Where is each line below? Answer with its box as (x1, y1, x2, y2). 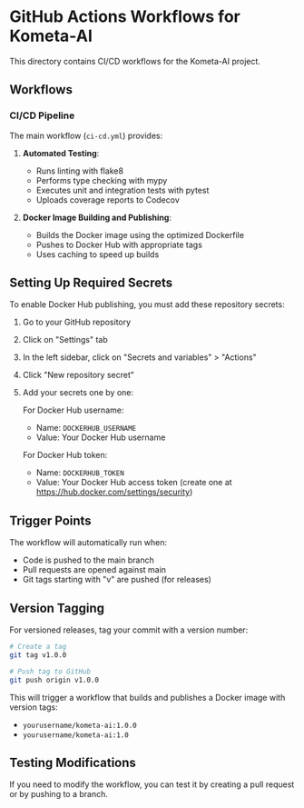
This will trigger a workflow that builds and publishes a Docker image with (9, 692, 286, 703)
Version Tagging (9, 600, 105, 615)
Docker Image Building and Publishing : (22, 212, 172, 223)
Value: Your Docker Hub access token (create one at (35, 477, 233, 488)
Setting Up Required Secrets (9, 275, 173, 291)
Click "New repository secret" (22, 370, 134, 381)
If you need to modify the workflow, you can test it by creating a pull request (9, 779, 295, 790)
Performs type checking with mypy (35, 175, 168, 185)
